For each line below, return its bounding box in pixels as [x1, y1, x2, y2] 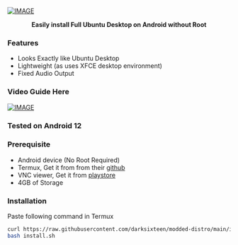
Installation [7, 195, 47, 205]
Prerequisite [7, 139, 51, 149]
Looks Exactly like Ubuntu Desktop [17, 54, 120, 63]
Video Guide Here [7, 87, 69, 97]
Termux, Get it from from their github [17, 163, 125, 171]
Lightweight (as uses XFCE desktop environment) [17, 62, 163, 70]
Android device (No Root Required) [17, 156, 120, 164]
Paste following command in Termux [7, 212, 114, 221]
